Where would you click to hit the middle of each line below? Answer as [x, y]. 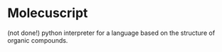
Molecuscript [48, 13]
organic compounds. [38, 40]
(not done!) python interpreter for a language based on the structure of [111, 33]
